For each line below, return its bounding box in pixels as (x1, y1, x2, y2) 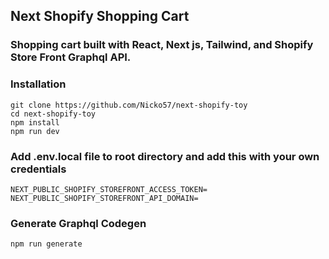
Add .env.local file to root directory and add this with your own (10, 149, 320, 163)
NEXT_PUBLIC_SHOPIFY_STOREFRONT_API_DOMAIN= (10, 193, 199, 203)
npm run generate (10, 239, 83, 249)
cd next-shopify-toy (10, 109, 97, 119)
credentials (10, 162, 67, 176)
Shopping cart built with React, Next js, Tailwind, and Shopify (10, 38, 314, 52)
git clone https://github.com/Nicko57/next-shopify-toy (10, 100, 248, 110)
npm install (10, 117, 60, 128)
